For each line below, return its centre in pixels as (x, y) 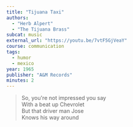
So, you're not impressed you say (63, 98)
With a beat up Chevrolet (53, 104)
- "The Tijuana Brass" (41, 29)
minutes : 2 (20, 80)
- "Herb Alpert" (32, 23)
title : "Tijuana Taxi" (35, 12)
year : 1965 (20, 69)
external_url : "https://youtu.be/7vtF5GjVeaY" (67, 40)
